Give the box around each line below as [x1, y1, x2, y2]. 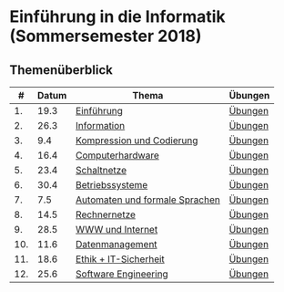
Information [76, 120, 126, 131]
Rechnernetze [76, 208, 137, 221]
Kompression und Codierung [76, 134, 198, 147]
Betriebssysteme [76, 179, 148, 191]
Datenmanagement [76, 238, 157, 250]
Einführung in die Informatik [9, 6, 226, 27]
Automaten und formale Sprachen [76, 193, 220, 206]
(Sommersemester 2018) [9, 26, 202, 47]
